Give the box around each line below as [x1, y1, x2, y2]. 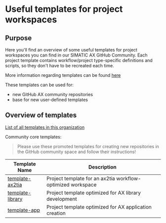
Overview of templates [5, 111, 77, 119]
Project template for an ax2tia [46, 175, 115, 182]
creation [46, 210, 66, 217]
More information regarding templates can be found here [5, 72, 121, 78]
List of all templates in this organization [5, 124, 85, 130]
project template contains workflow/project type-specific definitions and [5, 57, 153, 63]
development [46, 195, 78, 202]
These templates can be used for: [5, 82, 74, 88]
